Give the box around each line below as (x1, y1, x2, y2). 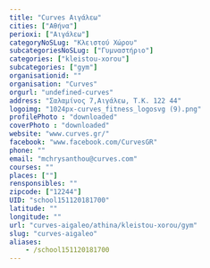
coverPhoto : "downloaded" (9, 121, 110, 130)
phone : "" (9, 146, 46, 155)
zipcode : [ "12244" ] (9, 188, 82, 197)
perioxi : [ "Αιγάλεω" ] (9, 29, 90, 38)
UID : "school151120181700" (9, 196, 110, 205)
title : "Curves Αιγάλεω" (9, 13, 102, 22)
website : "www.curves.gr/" (9, 130, 110, 138)
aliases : (9, 238, 42, 247)
